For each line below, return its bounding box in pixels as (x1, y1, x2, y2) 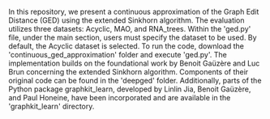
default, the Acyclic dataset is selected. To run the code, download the (8, 41, 245, 51)
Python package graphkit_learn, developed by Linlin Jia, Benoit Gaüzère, (8, 84, 251, 94)
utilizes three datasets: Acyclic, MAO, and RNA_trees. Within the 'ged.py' (8, 24, 251, 33)
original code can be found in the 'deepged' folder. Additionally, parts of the (8, 76, 262, 85)
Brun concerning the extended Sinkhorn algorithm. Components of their (8, 67, 249, 76)
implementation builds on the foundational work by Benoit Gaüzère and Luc (8, 58, 260, 68)
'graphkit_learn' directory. (8, 101, 95, 111)
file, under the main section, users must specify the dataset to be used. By (8, 32, 257, 42)
